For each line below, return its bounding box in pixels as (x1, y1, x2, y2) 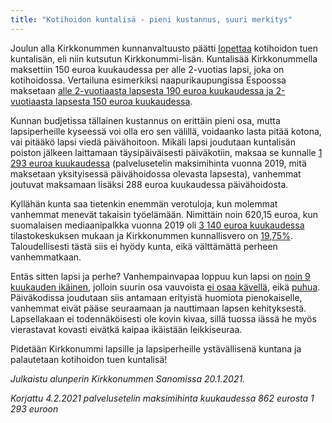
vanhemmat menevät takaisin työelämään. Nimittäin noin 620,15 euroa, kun (10, 208, 319, 220)
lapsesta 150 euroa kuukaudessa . (55, 95, 193, 107)
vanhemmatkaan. (10, 251, 82, 263)
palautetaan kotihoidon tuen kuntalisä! (10, 353, 168, 365)
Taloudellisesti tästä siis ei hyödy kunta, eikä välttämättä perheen (10, 240, 278, 252)
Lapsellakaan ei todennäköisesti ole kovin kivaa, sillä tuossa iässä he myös (10, 312, 317, 325)
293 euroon (10, 402, 59, 415)
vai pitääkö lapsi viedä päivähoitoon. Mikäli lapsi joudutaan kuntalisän (10, 136, 296, 148)
